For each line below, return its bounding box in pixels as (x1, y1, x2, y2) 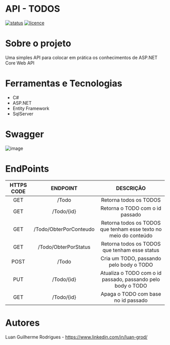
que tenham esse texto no (100, 226, 162, 233)
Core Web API (5, 59, 34, 66)
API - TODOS (5, 3, 60, 15)
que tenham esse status (102, 246, 159, 254)
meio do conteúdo (109, 232, 153, 239)
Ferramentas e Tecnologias (5, 78, 122, 89)
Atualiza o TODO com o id (100, 269, 162, 276)
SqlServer (12, 110, 34, 117)
